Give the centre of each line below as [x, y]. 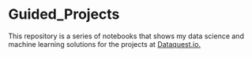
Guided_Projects [64, 14]
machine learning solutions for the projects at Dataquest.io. [105, 44]
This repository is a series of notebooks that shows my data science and [126, 36]
